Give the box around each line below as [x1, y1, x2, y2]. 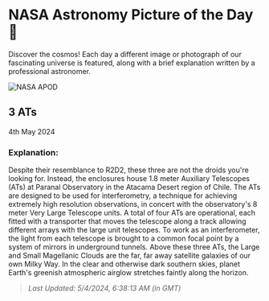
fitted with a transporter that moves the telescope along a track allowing [8, 216, 247, 226]
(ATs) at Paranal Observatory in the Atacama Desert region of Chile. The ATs [8, 183, 261, 192]
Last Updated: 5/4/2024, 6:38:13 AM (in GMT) [27, 283, 181, 293]
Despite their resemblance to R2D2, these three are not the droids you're [8, 165, 249, 175]
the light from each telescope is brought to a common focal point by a [8, 233, 239, 243]
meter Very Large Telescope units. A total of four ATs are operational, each [8, 208, 255, 218]
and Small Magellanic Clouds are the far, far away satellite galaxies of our [8, 251, 251, 261]
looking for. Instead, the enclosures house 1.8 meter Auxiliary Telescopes [8, 174, 251, 183]
